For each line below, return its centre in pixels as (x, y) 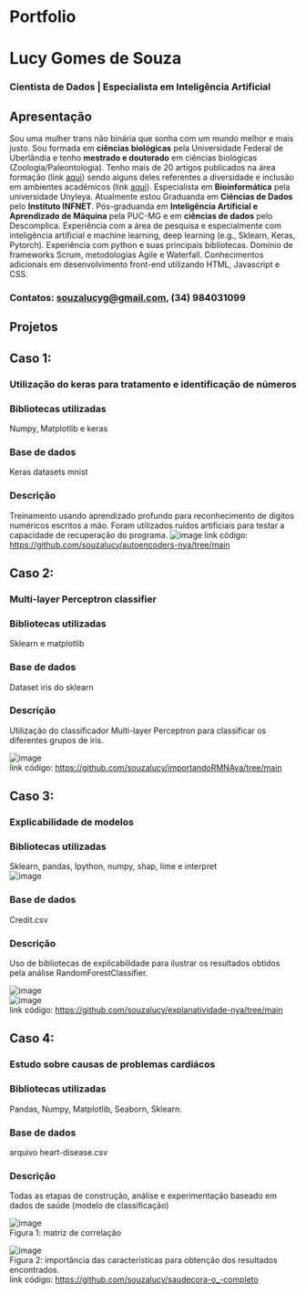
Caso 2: (32, 573)
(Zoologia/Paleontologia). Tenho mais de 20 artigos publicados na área (143, 168)
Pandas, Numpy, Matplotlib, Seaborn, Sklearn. (96, 1109)
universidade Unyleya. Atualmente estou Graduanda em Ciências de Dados (151, 197)
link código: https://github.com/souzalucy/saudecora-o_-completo (134, 1279)
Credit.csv (29, 919)
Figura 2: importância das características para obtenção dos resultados (143, 1260)
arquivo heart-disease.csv (59, 1152)
